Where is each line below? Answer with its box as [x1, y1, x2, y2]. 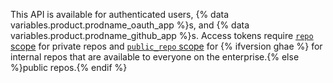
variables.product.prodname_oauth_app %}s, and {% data [10, 19, 250, 31]
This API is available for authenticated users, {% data [10, 9, 230, 20]
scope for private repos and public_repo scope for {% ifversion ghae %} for [10, 40, 323, 52]
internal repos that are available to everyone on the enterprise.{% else [10, 51, 300, 63]
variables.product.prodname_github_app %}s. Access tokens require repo [10, 30, 314, 41]
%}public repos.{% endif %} [10, 62, 128, 73]
